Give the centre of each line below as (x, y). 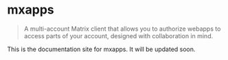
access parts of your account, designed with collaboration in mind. (118, 35)
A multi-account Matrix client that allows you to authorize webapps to (122, 29)
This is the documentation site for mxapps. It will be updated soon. (101, 49)
